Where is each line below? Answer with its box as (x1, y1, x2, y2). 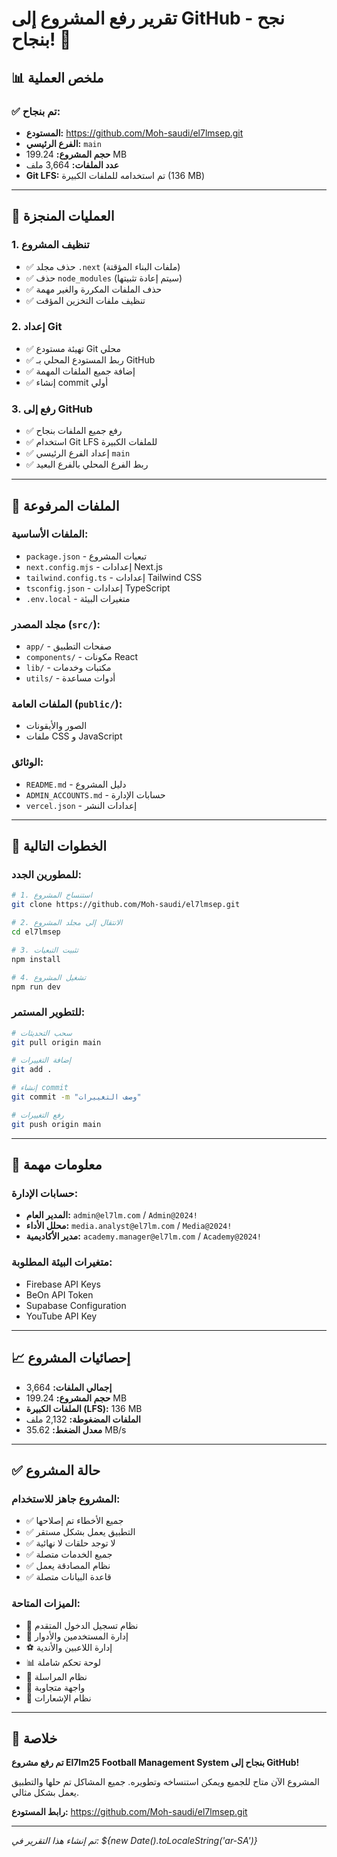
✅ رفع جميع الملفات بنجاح (25, 425, 123, 437)
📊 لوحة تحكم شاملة (25, 1656, 101, 1668)
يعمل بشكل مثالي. (11, 1787, 79, 1799)
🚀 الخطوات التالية (11, 838, 108, 855)
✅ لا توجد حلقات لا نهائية (25, 1537, 116, 1549)
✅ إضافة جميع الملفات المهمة (25, 365, 136, 377)
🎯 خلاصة (11, 1730, 58, 1747)
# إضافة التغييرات (11, 1055, 72, 1066)
